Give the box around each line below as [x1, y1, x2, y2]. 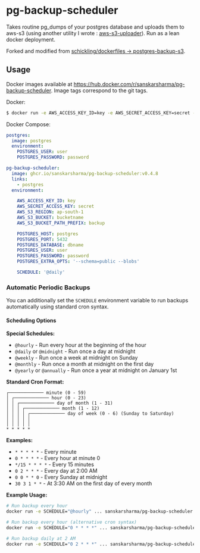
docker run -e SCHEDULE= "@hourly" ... [6, 508, 102, 515]
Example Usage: [6, 492, 48, 499]
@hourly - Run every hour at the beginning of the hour [14, 342, 147, 349]
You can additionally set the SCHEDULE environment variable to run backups [6, 297, 189, 304]
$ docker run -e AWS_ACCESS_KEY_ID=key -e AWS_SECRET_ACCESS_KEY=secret [6, 110, 190, 116]
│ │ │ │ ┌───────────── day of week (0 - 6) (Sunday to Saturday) [6, 411, 174, 417]
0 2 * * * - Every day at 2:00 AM [14, 467, 98, 474]
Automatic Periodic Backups [6, 283, 90, 292]
